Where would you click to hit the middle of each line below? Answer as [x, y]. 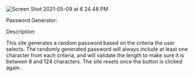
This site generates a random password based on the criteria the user [91, 43]
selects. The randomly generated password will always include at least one [97, 49]
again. [14, 68]
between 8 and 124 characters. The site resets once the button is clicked [94, 62]
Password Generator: [32, 20]
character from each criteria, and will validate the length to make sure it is [95, 55]
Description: [21, 32]
